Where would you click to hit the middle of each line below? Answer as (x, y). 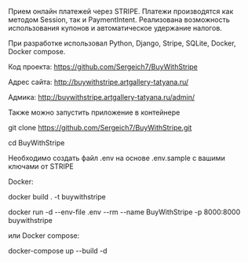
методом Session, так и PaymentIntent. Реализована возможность (119, 20)
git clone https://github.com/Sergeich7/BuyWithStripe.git (100, 128)
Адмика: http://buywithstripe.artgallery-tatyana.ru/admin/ (101, 97)
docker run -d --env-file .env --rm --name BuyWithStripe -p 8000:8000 (124, 212)
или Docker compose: (44, 236)
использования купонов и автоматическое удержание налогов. (115, 28)
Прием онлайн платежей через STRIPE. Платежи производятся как (121, 11)
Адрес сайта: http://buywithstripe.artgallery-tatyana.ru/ (98, 82)
